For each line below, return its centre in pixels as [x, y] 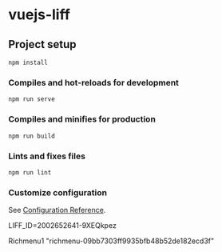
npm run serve [32, 99]
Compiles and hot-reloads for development [94, 82]
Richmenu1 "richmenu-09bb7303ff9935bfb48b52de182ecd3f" [111, 241]
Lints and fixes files [47, 156]
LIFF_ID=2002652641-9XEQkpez [63, 226]
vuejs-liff [39, 15]
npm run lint [30, 172]
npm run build [32, 136]
